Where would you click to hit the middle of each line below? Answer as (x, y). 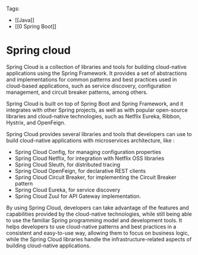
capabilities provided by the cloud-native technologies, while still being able (99, 214)
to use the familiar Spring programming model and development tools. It (94, 220)
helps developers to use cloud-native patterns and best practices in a (91, 226)
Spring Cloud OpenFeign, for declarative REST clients (80, 171)
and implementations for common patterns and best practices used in (92, 79)
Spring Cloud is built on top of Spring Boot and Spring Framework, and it (95, 103)
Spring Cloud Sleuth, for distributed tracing (67, 164)
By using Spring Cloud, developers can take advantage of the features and (98, 207)
